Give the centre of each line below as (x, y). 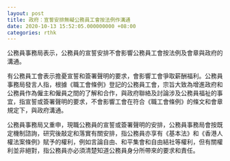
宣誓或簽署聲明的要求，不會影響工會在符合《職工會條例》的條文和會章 (124, 102)
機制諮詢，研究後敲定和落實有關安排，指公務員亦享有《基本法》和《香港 (115, 134)
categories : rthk (32, 33)
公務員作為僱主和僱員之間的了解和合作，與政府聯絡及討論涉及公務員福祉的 (112, 93)
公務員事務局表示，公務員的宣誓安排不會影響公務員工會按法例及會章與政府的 (115, 53)
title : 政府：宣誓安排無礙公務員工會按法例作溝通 (69, 20)
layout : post (26, 13)
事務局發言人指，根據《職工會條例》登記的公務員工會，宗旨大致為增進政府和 (115, 85)
